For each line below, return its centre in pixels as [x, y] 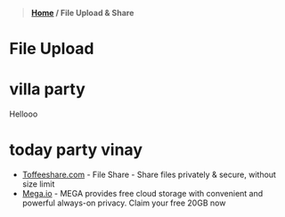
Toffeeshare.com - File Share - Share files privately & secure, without [149, 175]
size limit [38, 184]
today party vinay [76, 150]
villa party [48, 89]
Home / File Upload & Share [82, 13]
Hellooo [24, 114]
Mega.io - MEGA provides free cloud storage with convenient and [142, 194]
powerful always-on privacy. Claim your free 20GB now [124, 203]
